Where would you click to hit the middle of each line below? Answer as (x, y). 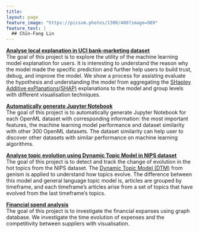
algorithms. (20, 144)
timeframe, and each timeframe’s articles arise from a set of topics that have (99, 187)
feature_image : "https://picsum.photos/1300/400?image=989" (82, 23)
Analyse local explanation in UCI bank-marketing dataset (78, 50)
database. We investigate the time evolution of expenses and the (85, 218)
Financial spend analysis (37, 205)
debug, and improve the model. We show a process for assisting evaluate (96, 76)
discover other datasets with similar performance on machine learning (92, 138)
